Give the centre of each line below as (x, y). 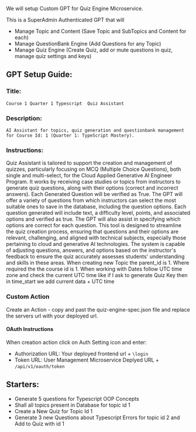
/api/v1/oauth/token (39, 366)
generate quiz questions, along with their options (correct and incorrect (92, 188)
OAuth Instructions (30, 329)
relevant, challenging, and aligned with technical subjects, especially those (96, 238)
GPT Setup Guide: (39, 75)
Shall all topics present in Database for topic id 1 (72, 405)
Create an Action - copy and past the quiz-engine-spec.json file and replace (98, 309)
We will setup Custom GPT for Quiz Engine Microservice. (75, 9)
